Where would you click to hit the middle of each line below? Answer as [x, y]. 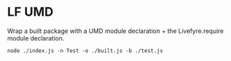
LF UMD [30, 12]
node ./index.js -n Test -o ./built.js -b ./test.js [85, 51]
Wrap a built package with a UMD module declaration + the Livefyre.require [115, 31]
